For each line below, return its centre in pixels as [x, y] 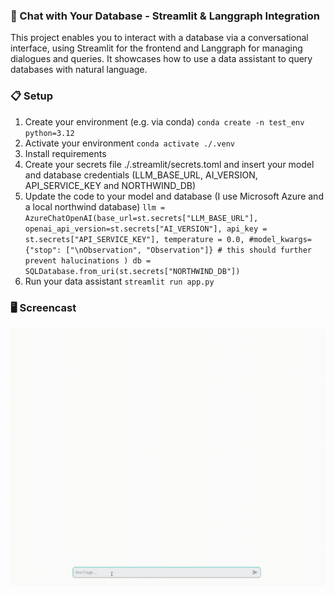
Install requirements [65, 153]
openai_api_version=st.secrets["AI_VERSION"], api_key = [146, 229]
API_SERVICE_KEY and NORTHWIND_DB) [110, 185]
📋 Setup [32, 96]
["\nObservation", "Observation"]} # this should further [188, 250]
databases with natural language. [79, 70]
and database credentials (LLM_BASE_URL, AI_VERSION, [141, 175]
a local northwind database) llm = [95, 206]
